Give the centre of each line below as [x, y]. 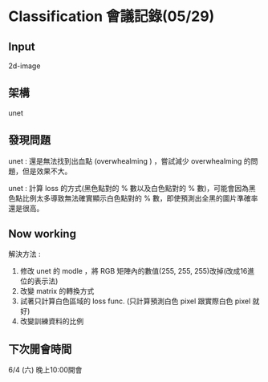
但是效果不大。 [47, 171]
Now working [42, 234]
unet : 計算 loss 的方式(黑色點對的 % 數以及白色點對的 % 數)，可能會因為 [129, 188]
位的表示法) [39, 281]
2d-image [24, 66]
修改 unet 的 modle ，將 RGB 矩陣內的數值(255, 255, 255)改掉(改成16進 [137, 271]
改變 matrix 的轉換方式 [57, 291]
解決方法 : [24, 254]
